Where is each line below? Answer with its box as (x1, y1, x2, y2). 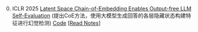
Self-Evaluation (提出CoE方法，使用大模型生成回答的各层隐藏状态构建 (12, 12, 186, 19)
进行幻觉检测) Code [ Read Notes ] (17, 20, 101, 26)
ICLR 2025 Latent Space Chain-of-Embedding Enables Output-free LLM (12, 5, 192, 12)
